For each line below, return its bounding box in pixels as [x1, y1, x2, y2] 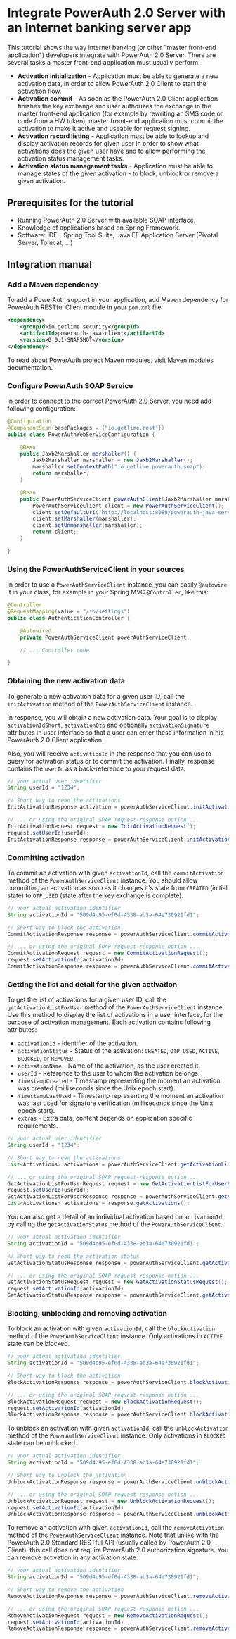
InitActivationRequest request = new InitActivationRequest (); [7, 823, 197, 830]
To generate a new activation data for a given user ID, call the [7, 692, 185, 700]
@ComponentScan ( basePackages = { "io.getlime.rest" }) [7, 424, 165, 431]
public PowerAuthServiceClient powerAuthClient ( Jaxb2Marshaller [20, 495, 212, 503]
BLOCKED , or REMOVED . [17, 1054, 75, 1063]
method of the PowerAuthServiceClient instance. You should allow [7, 875, 198, 885]
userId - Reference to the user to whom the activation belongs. [17, 1069, 200, 1078]
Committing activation [7, 852, 86, 862]
